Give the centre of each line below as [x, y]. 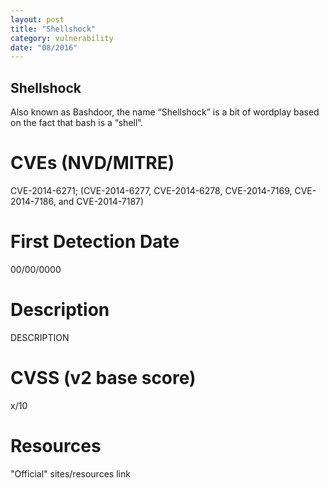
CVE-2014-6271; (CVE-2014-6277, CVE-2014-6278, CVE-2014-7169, [151, 190]
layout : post [37, 19]
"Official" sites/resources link [70, 473]
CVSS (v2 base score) [103, 378]
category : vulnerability [62, 38]
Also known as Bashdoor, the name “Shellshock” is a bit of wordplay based [165, 112]
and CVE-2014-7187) [101, 201]
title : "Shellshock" [53, 29]
